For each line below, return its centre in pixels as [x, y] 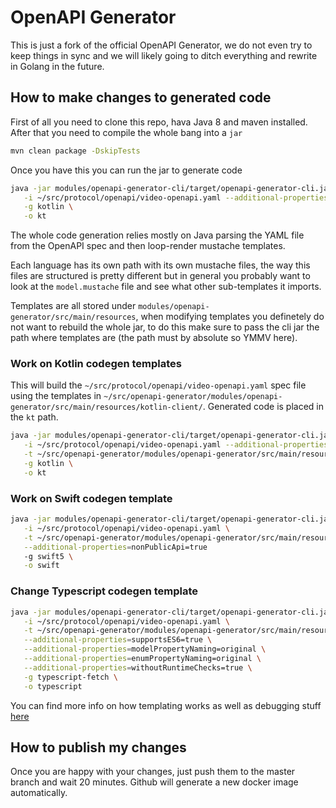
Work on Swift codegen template [91, 498]
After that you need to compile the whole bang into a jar [126, 132]
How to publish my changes [98, 747]
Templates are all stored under [73, 306]
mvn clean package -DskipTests [75, 151]
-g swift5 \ [48, 556]
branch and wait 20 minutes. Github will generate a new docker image [154, 782]
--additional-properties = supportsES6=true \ [118, 640]
